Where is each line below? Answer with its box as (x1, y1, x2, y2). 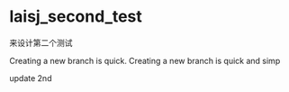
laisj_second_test (9, 6, 142, 27)
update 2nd (9, 72, 52, 83)
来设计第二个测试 (9, 37, 73, 48)
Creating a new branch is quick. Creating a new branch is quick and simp (9, 55, 281, 66)
